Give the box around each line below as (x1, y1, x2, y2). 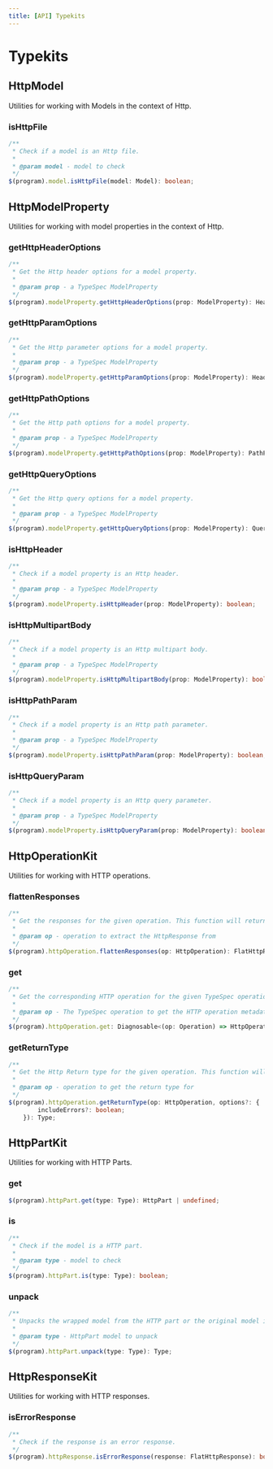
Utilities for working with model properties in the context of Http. (8, 221, 224, 231)
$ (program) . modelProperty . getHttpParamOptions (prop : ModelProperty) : (8, 373, 249, 382)
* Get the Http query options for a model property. (11, 494, 195, 503)
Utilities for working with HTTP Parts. (8, 1157, 132, 1167)
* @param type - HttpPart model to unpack (11, 1332, 158, 1340)
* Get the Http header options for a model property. (11, 268, 198, 277)
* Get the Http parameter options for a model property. (11, 343, 209, 351)
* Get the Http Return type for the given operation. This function (11, 1068, 249, 1076)
